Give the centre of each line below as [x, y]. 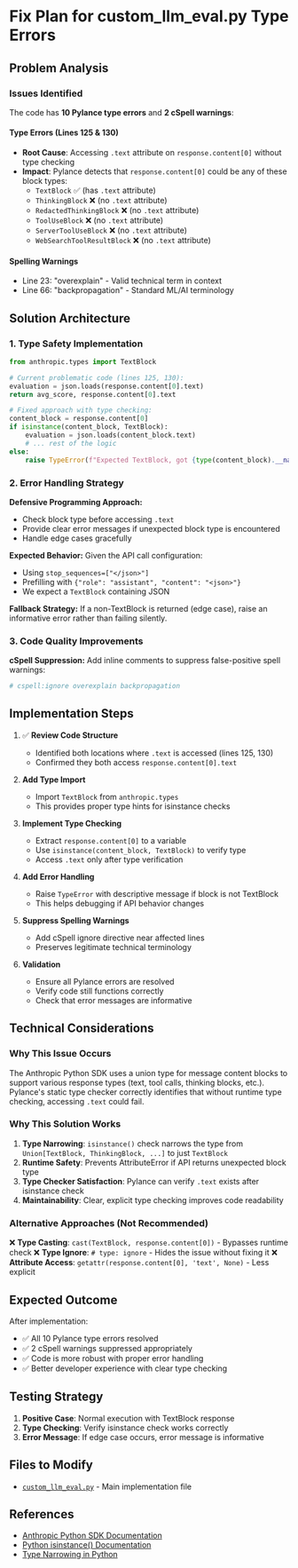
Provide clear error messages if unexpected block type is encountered [151, 528]
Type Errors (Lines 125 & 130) [64, 133]
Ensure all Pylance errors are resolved [105, 981]
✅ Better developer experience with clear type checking [125, 1368]
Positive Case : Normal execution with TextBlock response [128, 1418]
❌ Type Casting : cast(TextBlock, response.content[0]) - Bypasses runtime [149, 1243]
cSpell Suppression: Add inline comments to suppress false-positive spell [145, 661]
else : [19, 451]
